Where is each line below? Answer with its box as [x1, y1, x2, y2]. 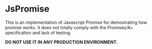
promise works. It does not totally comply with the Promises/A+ [5, 24, 134, 30]
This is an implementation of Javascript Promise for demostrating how [5, 19, 148, 25]
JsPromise [5, 3, 50, 15]
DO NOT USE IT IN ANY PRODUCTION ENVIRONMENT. [5, 39, 118, 45]
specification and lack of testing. [5, 30, 71, 35]
